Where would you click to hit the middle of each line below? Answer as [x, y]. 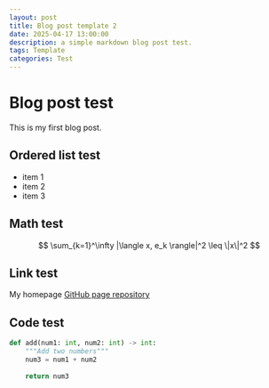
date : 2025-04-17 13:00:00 [59, 34]
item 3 [34, 196]
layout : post [33, 17]
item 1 [33, 177]
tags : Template [37, 51]
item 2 [34, 186]
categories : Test [41, 59]
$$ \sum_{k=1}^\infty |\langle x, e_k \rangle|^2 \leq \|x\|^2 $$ [149, 245]
